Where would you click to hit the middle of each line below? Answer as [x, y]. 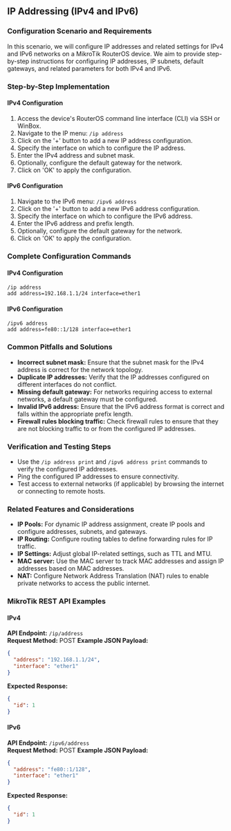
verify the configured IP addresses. [67, 469]
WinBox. [29, 126]
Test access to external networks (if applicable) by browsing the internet [120, 484]
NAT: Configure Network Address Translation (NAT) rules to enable [113, 576]
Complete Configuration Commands [69, 256]
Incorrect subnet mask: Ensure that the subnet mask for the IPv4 [110, 362]
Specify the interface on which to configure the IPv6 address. [105, 216]
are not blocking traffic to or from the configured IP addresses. [107, 428]
